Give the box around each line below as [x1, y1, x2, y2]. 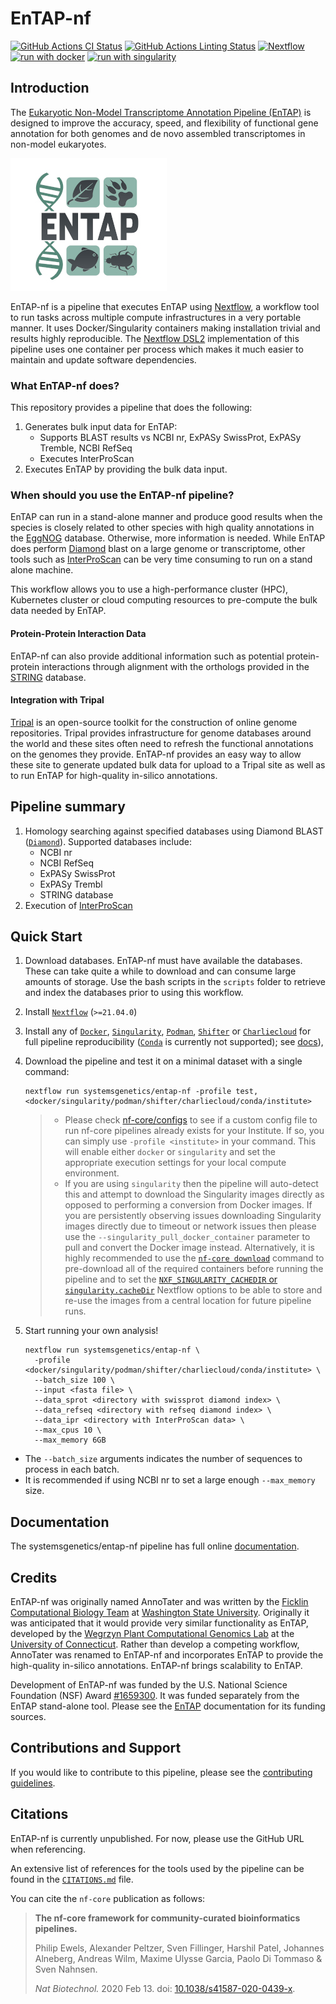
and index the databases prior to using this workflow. [24, 987, 244, 999]
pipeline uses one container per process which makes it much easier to [10, 343, 304, 355]
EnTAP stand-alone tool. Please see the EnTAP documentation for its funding [10, 1700, 326, 1712]
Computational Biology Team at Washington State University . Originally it [10, 1607, 310, 1618]
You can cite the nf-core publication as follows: [10, 1892, 206, 1904]
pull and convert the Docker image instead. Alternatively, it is [64, 1242, 315, 1254]
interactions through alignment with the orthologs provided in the [41, 660, 310, 672]
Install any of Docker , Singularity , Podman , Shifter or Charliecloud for [24, 1025, 312, 1037]
